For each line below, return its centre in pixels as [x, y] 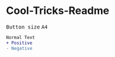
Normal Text [20, 37]
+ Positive [19, 43]
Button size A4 [27, 27]
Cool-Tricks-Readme [58, 11]
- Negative [19, 48]
